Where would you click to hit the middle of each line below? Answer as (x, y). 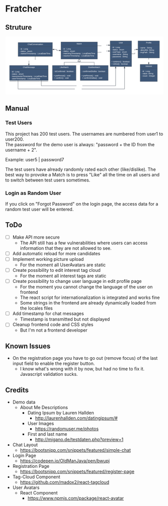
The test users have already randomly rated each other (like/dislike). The (80, 169)
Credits (17, 390)
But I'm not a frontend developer (54, 330)
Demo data (24, 402)
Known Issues (28, 346)
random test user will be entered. (39, 210)
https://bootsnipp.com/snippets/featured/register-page (77, 471)
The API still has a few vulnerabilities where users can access (84, 243)
